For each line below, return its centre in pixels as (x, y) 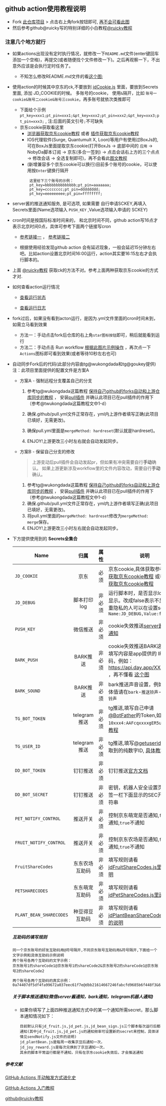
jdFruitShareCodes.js (133, 867)
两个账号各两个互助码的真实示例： (42, 981)
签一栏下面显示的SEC (133, 795)
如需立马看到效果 (30, 324)
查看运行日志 (33, 308)
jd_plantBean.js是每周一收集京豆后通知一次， (62, 1042)
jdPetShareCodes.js (131, 895)
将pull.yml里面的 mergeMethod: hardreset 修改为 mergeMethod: (88, 516)
